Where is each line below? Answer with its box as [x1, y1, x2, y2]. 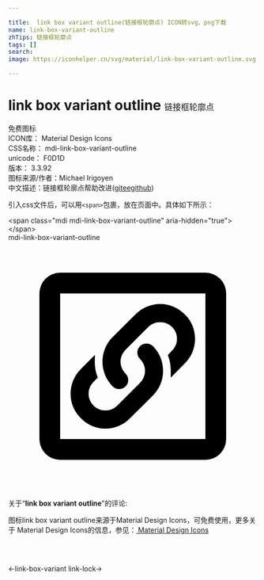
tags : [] [8, 40, 37, 48]
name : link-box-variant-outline [8, 25, 115, 34]
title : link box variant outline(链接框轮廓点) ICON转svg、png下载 [8, 18, 227, 26]
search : [8, 48, 34, 56]
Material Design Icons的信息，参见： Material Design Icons [17, 525, 209, 535]
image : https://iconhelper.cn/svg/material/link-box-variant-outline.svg [8, 55, 257, 63]
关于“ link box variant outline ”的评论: [8, 498, 128, 508]
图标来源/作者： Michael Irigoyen [8, 173, 114, 182]
